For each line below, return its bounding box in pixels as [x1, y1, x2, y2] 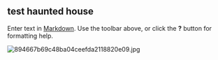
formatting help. [7, 31, 54, 40]
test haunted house [7, 6, 94, 17]
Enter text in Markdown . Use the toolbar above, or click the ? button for [7, 24, 212, 32]
